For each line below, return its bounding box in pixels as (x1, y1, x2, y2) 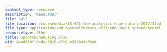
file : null (5, 16, 28, 21)
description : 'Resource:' (5, 12, 59, 17)
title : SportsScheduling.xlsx (5, 35, 68, 40)
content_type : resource (5, 7, 55, 12)
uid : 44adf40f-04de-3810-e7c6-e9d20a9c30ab (5, 40, 97, 45)
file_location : (5, 21, 37, 26)
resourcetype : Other (5, 30, 48, 35)
